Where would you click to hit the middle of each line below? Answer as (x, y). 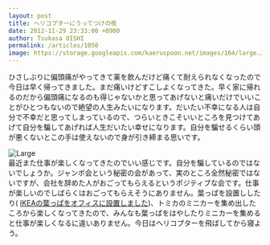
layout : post (30, 16)
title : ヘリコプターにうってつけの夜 (63, 23)
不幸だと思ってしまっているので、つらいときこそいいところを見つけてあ (141, 117)
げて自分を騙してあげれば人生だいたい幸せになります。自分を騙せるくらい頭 (135, 127)
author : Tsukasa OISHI (46, 38)
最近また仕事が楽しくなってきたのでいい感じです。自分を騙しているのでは (131, 163)
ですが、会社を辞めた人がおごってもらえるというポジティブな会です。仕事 (137, 183)
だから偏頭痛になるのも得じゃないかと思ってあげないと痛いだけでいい (138, 97)
